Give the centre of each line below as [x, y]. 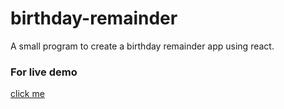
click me [27, 94]
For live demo [44, 72]
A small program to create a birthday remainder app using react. [142, 46]
